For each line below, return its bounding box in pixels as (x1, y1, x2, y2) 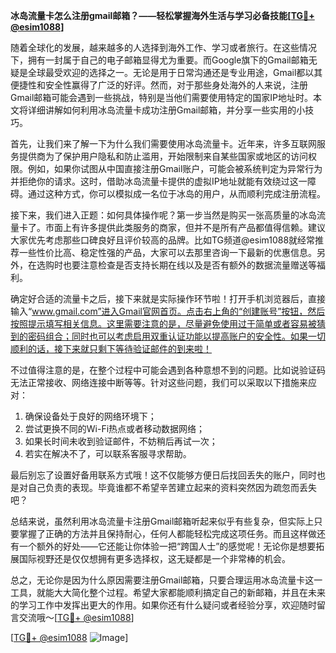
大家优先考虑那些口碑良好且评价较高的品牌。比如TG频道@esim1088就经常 (10, 234, 316, 246)
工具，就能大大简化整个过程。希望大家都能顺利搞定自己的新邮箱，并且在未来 (10, 587, 326, 598)
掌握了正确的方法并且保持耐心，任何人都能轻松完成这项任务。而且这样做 (18, 528, 317, 539)
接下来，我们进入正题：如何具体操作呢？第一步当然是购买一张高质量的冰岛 (10, 209, 317, 221)
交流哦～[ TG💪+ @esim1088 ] (18, 612, 135, 623)
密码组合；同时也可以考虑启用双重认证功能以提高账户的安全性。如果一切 (27, 330, 326, 342)
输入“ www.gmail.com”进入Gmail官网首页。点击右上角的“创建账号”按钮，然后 (10, 305, 326, 317)
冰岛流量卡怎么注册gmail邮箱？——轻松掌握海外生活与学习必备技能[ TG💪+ (10, 10, 315, 21)
